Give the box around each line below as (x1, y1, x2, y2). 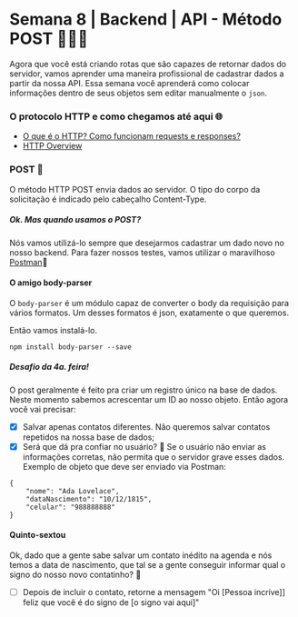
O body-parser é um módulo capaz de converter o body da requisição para (9, 297, 289, 308)
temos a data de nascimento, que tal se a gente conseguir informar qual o (9, 560, 286, 570)
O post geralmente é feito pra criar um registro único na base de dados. (9, 384, 278, 395)
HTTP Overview (22, 141, 83, 152)
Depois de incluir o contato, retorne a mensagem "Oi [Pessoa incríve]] (22, 587, 286, 597)
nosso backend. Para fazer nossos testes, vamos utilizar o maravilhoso (9, 246, 275, 258)
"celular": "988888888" (25, 503, 116, 512)
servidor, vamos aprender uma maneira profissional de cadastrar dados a (9, 68, 284, 79)
